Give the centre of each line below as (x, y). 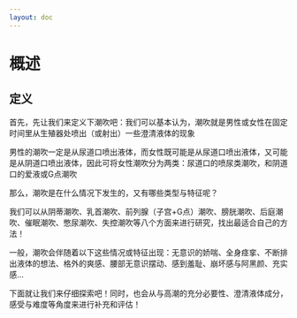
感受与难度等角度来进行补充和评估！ (75, 304)
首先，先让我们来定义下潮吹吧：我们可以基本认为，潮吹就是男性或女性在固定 (148, 122)
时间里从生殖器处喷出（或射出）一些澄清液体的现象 (102, 132)
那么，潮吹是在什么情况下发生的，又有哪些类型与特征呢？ (114, 193)
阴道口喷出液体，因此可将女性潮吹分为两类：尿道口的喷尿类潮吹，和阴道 (156, 163)
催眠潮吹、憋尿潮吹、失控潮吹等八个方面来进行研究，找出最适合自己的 (152, 223)
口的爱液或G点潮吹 (43, 174)
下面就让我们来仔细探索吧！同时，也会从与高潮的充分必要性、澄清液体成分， (148, 293)
